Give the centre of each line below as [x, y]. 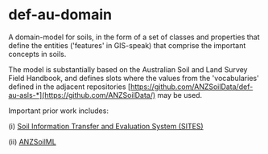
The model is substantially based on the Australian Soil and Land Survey [128, 69]
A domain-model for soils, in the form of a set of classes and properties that [134, 37]
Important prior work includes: [58, 111]
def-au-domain [60, 15]
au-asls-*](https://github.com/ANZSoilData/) [82, 95]
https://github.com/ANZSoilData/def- [192, 87]
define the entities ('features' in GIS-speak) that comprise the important [127, 45]
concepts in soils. [37, 54]
